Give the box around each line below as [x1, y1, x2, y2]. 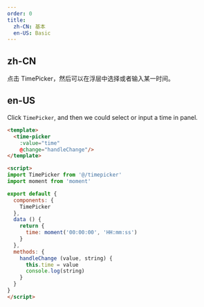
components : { [13, 197, 54, 204]
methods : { [13, 248, 45, 255]
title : [7, 17, 26, 24]
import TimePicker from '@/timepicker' [7, 171, 122, 179]
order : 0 [7, 10, 33, 17]
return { [19, 222, 45, 229]
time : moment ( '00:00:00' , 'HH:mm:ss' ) [25, 229, 138, 236]
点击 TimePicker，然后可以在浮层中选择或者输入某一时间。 [7, 74, 174, 83]
